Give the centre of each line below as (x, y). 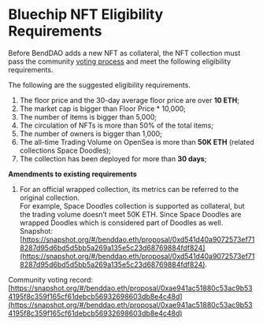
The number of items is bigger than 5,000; (88, 116)
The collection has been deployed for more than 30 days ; (113, 158)
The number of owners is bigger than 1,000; (91, 133)
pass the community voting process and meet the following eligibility (120, 61)
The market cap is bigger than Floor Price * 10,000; (103, 109)
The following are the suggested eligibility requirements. (100, 85)
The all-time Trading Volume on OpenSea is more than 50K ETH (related (137, 142)
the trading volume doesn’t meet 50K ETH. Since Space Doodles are (130, 214)
